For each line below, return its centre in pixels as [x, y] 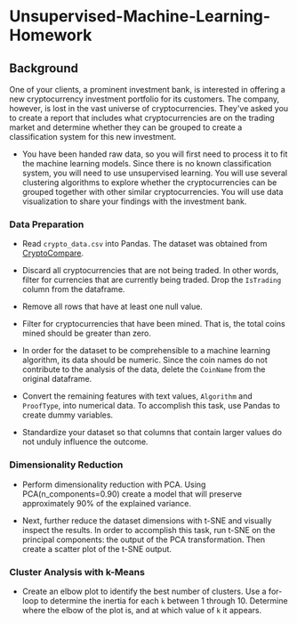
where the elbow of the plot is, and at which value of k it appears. [142, 610]
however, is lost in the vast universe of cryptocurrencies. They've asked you [149, 108]
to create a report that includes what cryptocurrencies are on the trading [142, 118]
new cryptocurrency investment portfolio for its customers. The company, [144, 99]
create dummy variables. [68, 415]
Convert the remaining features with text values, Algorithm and [137, 396]
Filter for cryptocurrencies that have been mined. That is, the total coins [154, 324]
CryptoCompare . [53, 253]
